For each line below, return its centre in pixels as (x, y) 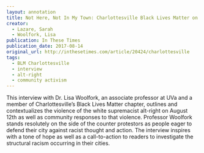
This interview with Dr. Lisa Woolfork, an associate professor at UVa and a (99, 98)
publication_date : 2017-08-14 (45, 47)
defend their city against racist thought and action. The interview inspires (98, 130)
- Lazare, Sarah (32, 29)
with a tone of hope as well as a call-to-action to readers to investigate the (100, 137)
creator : (17, 23)
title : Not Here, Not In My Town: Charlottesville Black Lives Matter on (102, 18)
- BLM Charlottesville (41, 63)
